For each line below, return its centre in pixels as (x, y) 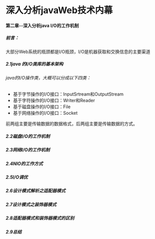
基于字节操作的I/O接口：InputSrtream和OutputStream (68, 94)
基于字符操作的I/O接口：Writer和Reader (54, 101)
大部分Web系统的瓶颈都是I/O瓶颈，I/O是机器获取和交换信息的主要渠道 (78, 51)
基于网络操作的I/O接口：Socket (45, 113)
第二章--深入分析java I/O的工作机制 (42, 25)
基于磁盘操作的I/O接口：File (42, 107)
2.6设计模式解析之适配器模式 (36, 191)
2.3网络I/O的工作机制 (28, 150)
